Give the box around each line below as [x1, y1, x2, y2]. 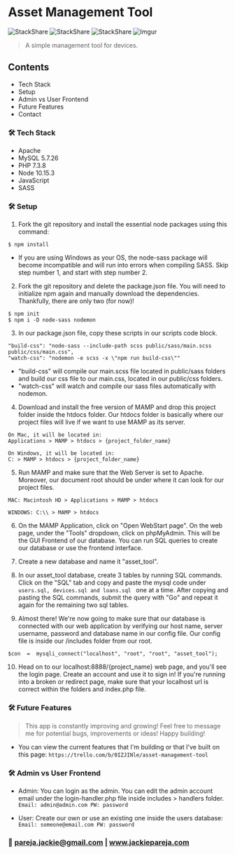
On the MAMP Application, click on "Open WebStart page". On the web [17, 521, 223, 530]
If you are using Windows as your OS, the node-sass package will [17, 253, 208, 262]
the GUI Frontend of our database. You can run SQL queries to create [17, 536, 218, 545]
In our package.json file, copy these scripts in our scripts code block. [17, 329, 218, 338]
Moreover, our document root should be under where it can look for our [17, 476, 225, 484]
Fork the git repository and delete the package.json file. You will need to [17, 282, 226, 291]
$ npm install [8, 241, 50, 248]
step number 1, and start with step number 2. [17, 268, 148, 277]
